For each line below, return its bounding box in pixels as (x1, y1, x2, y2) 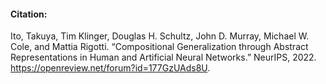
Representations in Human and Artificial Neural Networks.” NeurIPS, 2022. (10, 51, 317, 64)
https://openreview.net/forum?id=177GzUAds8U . (10, 62, 211, 74)
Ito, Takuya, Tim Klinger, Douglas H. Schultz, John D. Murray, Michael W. (10, 30, 310, 42)
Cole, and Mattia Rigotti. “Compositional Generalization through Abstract (10, 41, 309, 53)
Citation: (10, 8, 48, 20)
